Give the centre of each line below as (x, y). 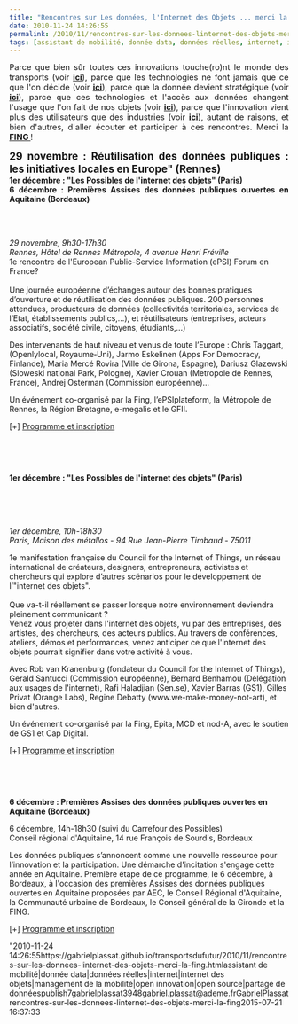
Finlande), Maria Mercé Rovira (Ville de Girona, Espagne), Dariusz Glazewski (149, 363)
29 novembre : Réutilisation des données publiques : (149, 157)
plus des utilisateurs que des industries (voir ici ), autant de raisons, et (149, 117)
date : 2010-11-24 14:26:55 (59, 26)
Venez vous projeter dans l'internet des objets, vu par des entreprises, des (145, 624)
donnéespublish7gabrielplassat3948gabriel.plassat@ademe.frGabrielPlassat (149, 993)
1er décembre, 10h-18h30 (55, 531)
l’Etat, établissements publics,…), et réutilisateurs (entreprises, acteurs (138, 318)
